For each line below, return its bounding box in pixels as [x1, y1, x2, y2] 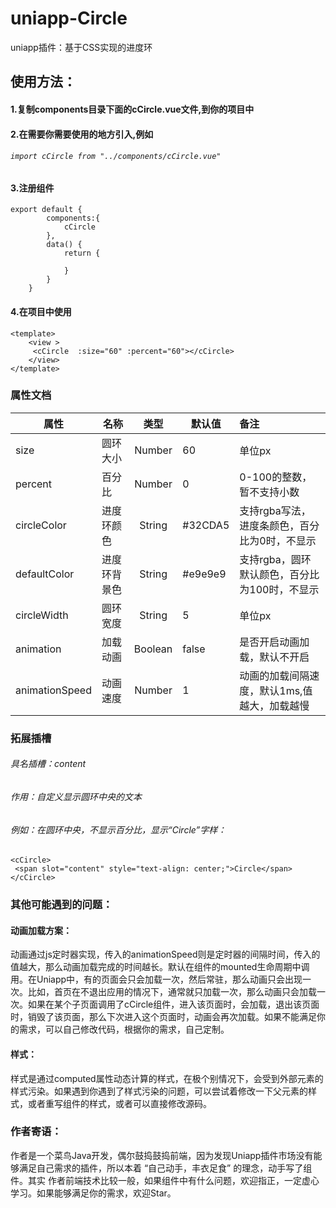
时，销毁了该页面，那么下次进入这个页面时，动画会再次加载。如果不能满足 [10, 1011, 317, 1023]
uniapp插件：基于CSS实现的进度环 [10, 41, 153, 53]
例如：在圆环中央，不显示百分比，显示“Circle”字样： [10, 823, 227, 836]
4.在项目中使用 [10, 305, 72, 317]
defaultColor [15, 567, 75, 581]
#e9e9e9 [182, 567, 227, 581]
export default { [10, 205, 83, 215]
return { [63, 248, 101, 259]
